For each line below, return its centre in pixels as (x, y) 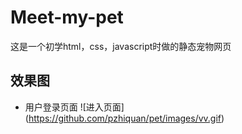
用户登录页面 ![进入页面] (74, 107)
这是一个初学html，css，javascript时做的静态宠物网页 (121, 46)
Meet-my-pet (67, 17)
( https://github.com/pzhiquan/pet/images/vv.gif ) (124, 118)
